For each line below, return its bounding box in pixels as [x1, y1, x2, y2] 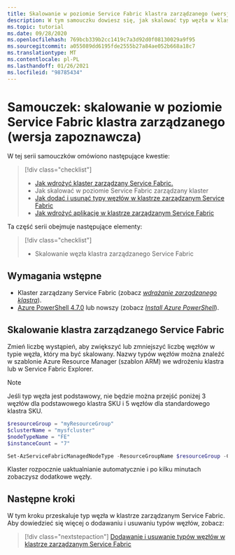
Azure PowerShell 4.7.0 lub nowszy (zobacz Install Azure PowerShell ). [17, 303, 220, 312]
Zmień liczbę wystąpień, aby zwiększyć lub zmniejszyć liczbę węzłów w [7, 343, 215, 351]
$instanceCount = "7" [7, 439, 71, 447]
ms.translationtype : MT [7, 50, 77, 57]
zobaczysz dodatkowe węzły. [7, 472, 92, 481]
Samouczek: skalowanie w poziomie [7, 99, 222, 115]
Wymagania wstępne [7, 270, 102, 282]
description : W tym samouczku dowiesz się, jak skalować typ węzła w [7, 17, 215, 24]
